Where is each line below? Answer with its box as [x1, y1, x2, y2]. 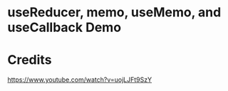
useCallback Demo [7, 19, 122, 36]
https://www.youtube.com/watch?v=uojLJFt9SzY [7, 75, 152, 84]
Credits [7, 52, 52, 68]
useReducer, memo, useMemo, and [7, 4, 222, 21]
